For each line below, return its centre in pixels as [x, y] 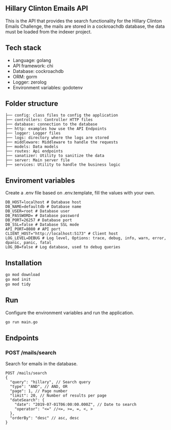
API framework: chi [33, 66]
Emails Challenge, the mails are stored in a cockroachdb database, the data [85, 26]
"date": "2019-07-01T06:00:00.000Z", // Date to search [76, 405]
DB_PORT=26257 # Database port [39, 220]
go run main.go [22, 322]
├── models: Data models [32, 147]
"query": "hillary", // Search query [50, 382]
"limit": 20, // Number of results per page [58, 396]
